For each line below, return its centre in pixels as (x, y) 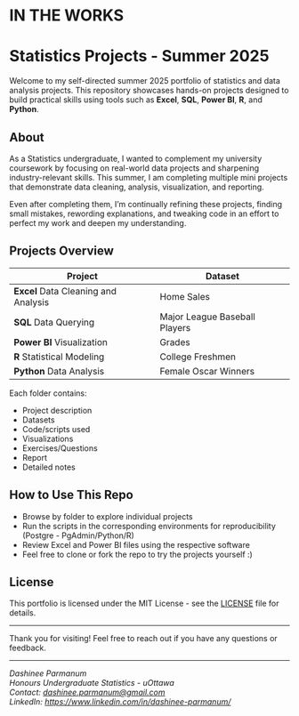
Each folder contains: (48, 393)
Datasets (38, 420)
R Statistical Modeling (59, 357)
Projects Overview (61, 251)
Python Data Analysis (59, 371)
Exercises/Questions (60, 448)
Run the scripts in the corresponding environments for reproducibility (149, 526)
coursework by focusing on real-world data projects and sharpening (134, 168)
